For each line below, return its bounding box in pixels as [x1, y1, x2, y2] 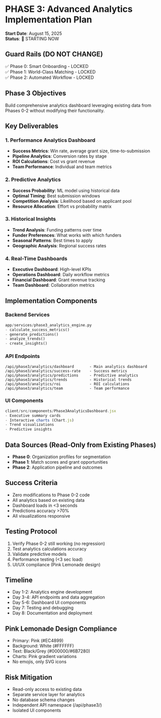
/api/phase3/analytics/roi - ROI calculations [5, 381, 130, 386]
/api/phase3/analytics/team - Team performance [5, 386, 130, 391]
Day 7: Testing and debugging [12, 605, 74, 611]
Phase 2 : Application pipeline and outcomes [12, 464, 103, 470]
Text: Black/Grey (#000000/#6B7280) [12, 648, 91, 654]
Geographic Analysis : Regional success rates [12, 242, 107, 248]
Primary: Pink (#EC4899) [12, 638, 64, 644]
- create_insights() [5, 341, 48, 346]
